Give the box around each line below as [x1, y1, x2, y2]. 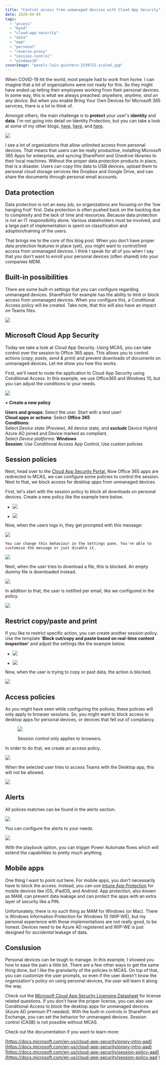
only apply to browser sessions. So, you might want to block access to [5, 711, 149, 717]
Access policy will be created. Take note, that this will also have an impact [5, 302, 156, 308]
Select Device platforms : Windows [5, 435, 77, 441]
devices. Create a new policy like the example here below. [5, 494, 124, 500]
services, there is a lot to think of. [5, 103, 73, 109]
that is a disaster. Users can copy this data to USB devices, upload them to [5, 163, 158, 169]
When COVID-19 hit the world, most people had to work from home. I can [5, 77, 155, 83]
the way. [5, 983, 23, 989]
